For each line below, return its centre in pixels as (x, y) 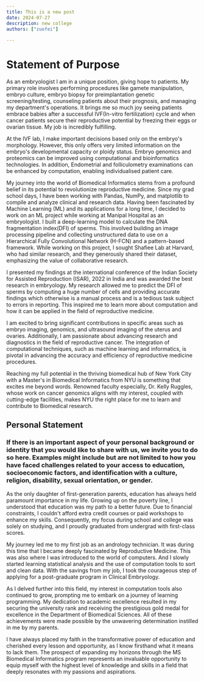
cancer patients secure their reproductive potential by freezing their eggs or (101, 121)
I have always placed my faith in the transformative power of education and (101, 639)
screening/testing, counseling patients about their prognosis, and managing (101, 101)
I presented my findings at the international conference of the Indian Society (102, 272)
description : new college (39, 23)
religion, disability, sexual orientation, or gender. (80, 481)
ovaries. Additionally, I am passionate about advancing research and (92, 336)
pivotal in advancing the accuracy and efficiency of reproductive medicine (100, 355)
